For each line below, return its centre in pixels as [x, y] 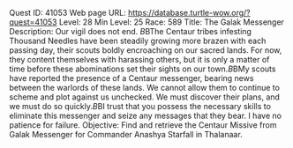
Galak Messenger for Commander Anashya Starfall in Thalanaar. [126, 134]
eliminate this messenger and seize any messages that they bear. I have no [146, 115]
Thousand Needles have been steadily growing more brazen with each [138, 41]
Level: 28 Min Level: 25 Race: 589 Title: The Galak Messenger [172, 22]
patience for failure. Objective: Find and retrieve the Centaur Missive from [143, 125]
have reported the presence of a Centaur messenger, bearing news [131, 78]
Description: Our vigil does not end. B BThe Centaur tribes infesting [130, 31]
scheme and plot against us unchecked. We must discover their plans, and [145, 97]
